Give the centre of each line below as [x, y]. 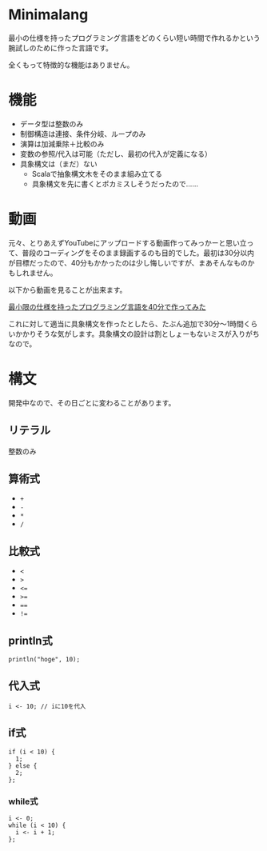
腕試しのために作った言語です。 [61, 48]
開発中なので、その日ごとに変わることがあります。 [92, 402]
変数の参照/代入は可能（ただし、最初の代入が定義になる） [116, 154]
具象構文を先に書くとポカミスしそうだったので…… [115, 184]
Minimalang [48, 15]
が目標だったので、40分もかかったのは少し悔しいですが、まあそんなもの [128, 262]
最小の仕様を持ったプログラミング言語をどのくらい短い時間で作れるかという [134, 38]
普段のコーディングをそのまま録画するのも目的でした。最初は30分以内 [138, 253]
